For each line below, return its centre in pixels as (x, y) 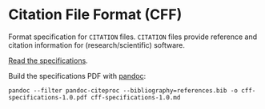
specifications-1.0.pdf (48, 97)
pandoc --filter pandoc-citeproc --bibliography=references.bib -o (123, 90)
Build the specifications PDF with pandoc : (77, 76)
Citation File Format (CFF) (95, 15)
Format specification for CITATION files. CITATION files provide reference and (133, 37)
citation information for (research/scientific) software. (97, 45)
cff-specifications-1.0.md (136, 97)
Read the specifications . (48, 60)
